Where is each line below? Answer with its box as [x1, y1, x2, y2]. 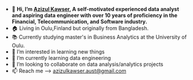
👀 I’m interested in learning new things [11, 48, 105, 55]
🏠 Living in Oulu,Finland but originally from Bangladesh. [11, 25, 149, 32]
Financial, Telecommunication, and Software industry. [11, 18, 148, 25]
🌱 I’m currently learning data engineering [11, 55, 111, 61]
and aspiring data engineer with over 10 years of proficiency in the [11, 12, 178, 19]
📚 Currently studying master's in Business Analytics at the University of [11, 34, 187, 41]
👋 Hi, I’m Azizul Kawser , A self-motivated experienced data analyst [11, 6, 179, 12]
